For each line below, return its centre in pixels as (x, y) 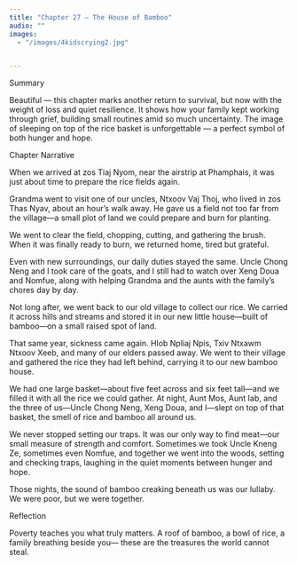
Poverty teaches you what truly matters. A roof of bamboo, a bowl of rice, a (147, 533)
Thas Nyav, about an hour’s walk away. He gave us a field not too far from (144, 209)
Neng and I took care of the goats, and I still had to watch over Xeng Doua (144, 271)
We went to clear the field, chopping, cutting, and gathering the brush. (137, 235)
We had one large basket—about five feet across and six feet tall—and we (145, 389)
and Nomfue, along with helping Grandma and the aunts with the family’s (142, 281)
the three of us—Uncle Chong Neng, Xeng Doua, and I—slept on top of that (147, 408)
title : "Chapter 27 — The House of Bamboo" (91, 17)
